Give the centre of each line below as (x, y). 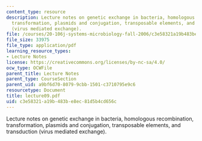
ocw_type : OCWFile (29, 68)
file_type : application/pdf (41, 46)
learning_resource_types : (38, 51)
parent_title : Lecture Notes (43, 74)
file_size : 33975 (28, 40)
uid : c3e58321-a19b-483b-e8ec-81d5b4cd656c (62, 101)
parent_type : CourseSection (41, 79)
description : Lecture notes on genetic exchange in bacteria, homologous (101, 17)
